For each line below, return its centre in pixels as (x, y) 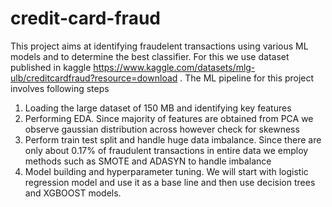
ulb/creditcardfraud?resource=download (94, 78)
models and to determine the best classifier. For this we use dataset (150, 56)
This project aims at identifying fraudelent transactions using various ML (159, 46)
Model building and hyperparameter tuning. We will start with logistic (166, 171)
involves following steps (60, 88)
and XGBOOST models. (73, 193)
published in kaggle (51, 67)
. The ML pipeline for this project (247, 78)
